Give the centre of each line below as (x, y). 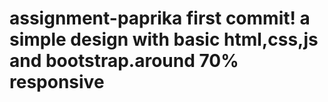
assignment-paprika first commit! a (160, 18)
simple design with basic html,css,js (164, 39)
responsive (57, 82)
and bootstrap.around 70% (124, 61)
